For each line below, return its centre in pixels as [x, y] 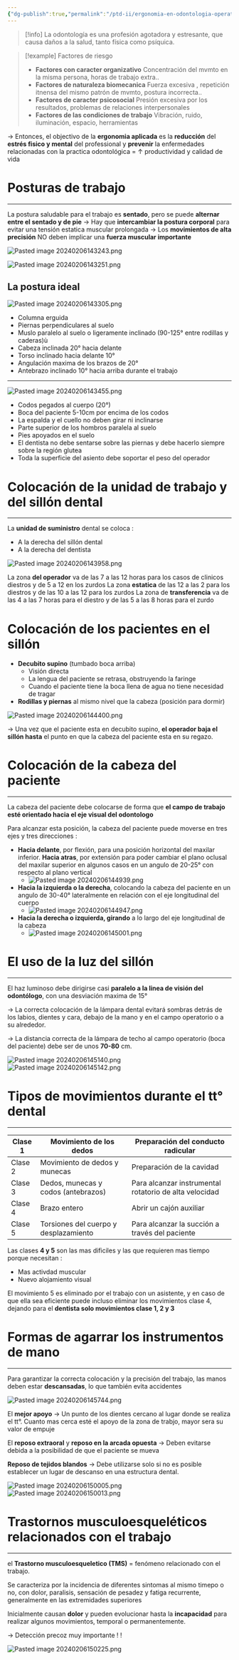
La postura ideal [44, 287]
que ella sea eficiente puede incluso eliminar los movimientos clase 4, [110, 1301]
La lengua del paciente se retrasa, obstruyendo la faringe [112, 679]
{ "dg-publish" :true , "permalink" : [57, 14]
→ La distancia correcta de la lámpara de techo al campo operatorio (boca [116, 1039]
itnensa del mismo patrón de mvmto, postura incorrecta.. [119, 92]
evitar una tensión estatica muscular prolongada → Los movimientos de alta [119, 229]
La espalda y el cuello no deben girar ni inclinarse [90, 420]
